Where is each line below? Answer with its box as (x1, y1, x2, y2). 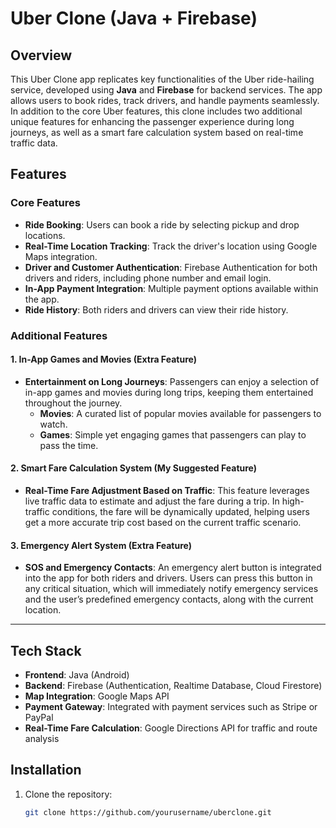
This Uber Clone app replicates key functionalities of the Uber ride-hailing (10, 73, 315, 85)
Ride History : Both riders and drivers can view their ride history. (24, 303, 289, 316)
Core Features (10, 196, 81, 210)
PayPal (24, 712, 54, 724)
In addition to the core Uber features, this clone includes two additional (10, 105, 303, 117)
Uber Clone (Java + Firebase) (10, 7, 258, 30)
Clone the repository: (24, 788, 113, 800)
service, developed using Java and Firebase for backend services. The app (10, 84, 323, 96)
